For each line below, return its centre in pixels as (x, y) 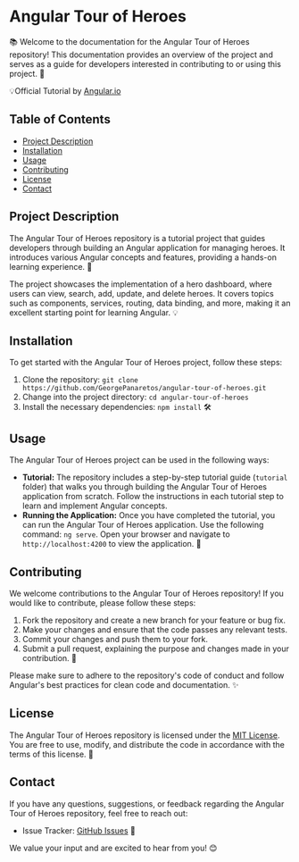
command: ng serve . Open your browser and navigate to (126, 534)
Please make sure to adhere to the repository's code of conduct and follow (147, 675)
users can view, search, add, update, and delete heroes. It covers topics (141, 293)
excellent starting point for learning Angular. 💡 (94, 312)
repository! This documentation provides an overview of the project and (141, 54)
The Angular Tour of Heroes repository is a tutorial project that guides (137, 238)
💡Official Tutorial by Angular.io (65, 90)
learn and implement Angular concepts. (95, 506)
